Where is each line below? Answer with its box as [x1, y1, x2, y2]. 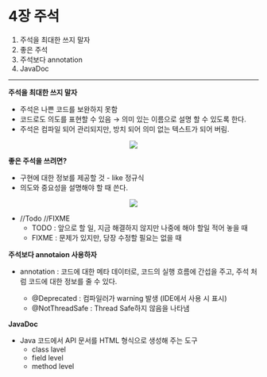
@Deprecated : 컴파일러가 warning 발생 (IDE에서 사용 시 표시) [31, 293, 227, 302]
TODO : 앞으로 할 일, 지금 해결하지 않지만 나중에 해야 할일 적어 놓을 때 [31, 223, 248, 233]
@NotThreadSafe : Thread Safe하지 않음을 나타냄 [31, 303, 190, 313]
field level [31, 352, 64, 362]
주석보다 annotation [19, 55, 83, 64]
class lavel [31, 344, 66, 354]
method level [31, 361, 75, 371]
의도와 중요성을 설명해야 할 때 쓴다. [19, 183, 129, 192]
